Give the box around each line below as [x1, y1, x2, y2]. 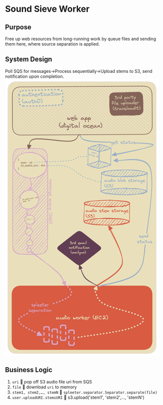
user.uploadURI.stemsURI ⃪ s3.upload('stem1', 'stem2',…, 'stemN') [12, 394, 145, 400]
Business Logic [5, 366, 53, 374]
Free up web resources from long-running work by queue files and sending [5, 36, 156, 42]
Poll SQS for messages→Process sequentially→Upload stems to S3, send [5, 68, 153, 74]
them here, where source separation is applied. [5, 41, 100, 47]
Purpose [5, 23, 32, 31]
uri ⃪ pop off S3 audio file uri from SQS [12, 379, 92, 384]
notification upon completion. [5, 73, 64, 79]
